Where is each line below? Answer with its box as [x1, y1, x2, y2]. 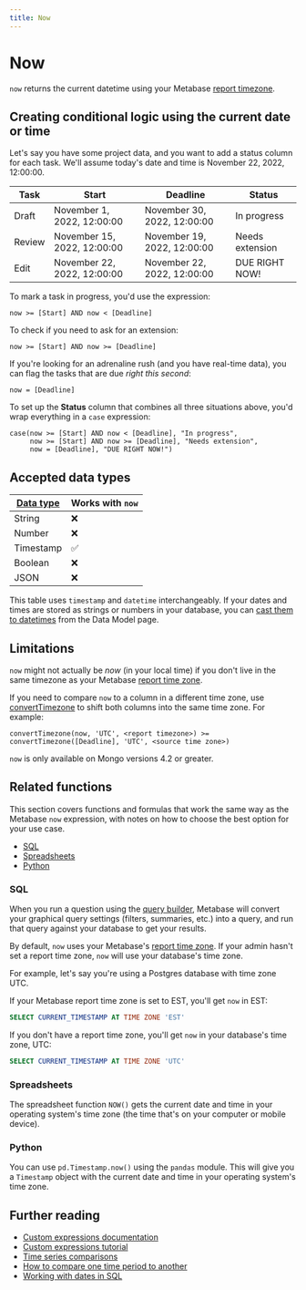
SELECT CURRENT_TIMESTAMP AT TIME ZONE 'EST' [9, 1013, 185, 1022]
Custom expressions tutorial [22, 1242, 128, 1253]
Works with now [71, 497, 138, 510]
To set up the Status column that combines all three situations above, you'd [9, 402, 293, 413]
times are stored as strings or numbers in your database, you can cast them [9, 604, 294, 615]
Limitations [9, 640, 75, 656]
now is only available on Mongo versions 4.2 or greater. [9, 753, 214, 764]
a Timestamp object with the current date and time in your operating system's [9, 1171, 296, 1182]
